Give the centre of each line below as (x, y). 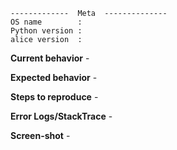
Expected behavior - (54, 77)
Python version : (46, 31)
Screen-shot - (40, 135)
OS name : (46, 22)
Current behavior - (50, 58)
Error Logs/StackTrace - (61, 116)
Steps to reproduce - (54, 97)
